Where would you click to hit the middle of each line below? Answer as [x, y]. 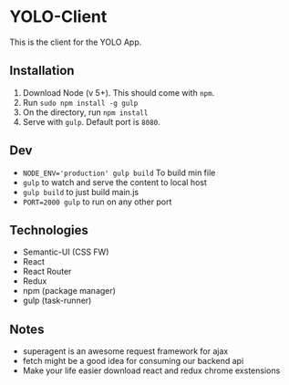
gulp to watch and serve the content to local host [115, 182]
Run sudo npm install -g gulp [80, 102]
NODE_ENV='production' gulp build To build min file [119, 172]
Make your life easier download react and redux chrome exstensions [151, 370]
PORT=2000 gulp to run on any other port [97, 202]
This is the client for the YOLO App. [76, 42]
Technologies [49, 230]
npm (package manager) [69, 291]
